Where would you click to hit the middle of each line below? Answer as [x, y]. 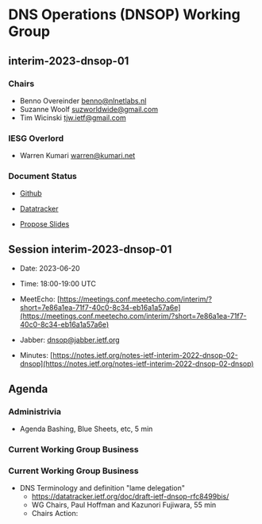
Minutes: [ [36, 355]
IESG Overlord [36, 138]
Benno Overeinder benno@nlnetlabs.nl [83, 100]
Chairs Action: [55, 514]
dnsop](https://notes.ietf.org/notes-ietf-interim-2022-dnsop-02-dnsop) [137, 364]
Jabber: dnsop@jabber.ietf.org [70, 340]
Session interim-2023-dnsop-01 [90, 249]
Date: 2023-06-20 [50, 269]
